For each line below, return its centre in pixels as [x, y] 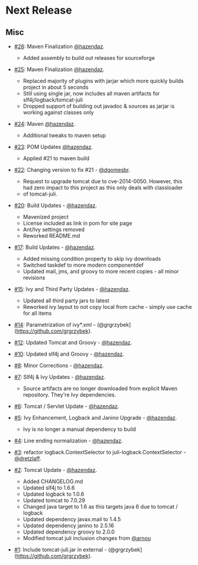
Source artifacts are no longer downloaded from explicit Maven [100, 388]
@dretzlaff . [28, 458]
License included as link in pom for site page [78, 223]
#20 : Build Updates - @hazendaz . [55, 205]
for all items [37, 313]
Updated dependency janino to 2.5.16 [68, 526]
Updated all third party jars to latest [66, 301]
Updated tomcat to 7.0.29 [54, 500]
